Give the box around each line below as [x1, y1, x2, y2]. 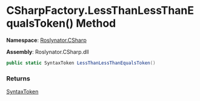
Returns [6, 74, 30, 82]
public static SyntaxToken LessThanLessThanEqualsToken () [6, 60, 156, 66]
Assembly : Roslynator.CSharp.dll [6, 48, 89, 55]
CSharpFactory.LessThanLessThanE [6, 4, 195, 18]
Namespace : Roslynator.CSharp [6, 36, 87, 44]
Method [75, 16, 116, 30]
